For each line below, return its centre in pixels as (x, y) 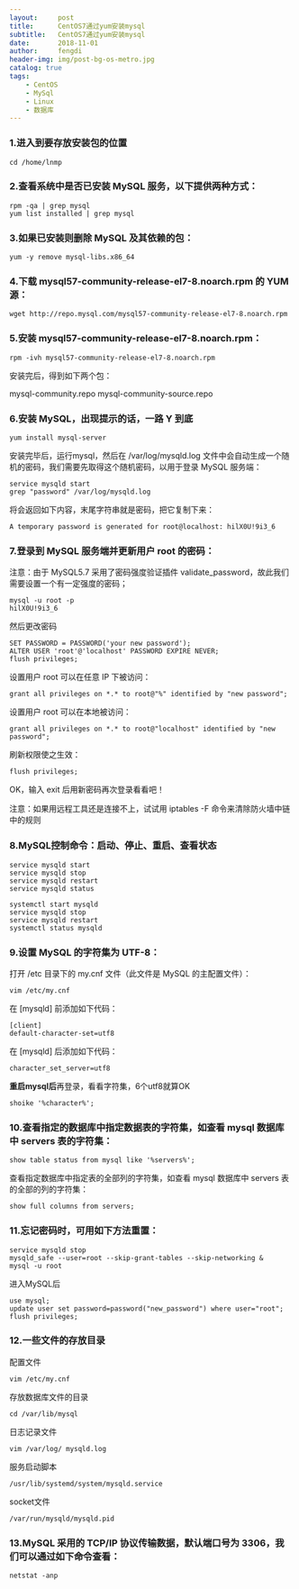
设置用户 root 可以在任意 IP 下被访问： (80, 677)
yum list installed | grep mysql (72, 213)
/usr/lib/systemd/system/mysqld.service (86, 1484)
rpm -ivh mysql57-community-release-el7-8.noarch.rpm (113, 358)
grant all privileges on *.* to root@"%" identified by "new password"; (149, 695)
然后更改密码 (33, 626)
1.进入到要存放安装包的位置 (68, 143)
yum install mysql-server (58, 438)
